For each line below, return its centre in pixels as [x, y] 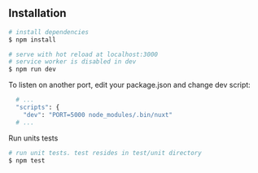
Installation [37, 13]
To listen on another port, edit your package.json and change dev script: [129, 85]
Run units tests [33, 138]
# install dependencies [49, 32]
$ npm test [27, 160]
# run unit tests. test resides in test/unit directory [105, 153]
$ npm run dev [33, 69]
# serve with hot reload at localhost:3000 [83, 54]
